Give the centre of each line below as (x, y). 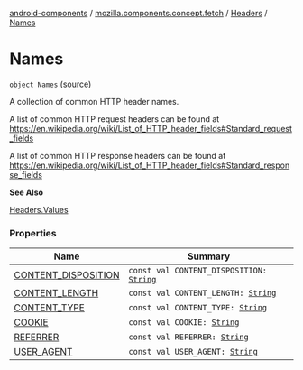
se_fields (26, 174)
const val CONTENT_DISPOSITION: (198, 271)
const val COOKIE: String (184, 323)
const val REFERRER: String (189, 337)
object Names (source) (50, 84)
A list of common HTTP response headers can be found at (118, 155)
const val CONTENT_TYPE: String (198, 308)
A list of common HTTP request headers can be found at (115, 119)
